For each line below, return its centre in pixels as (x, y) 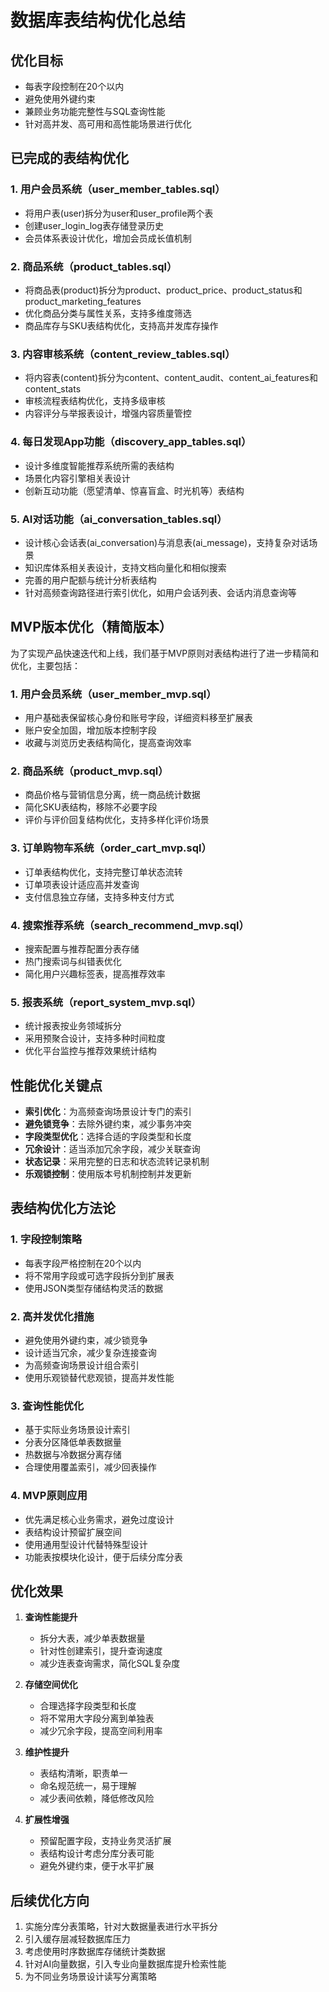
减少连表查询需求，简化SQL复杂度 (110, 1663)
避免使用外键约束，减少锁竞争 (86, 1340)
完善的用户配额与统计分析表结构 (90, 580)
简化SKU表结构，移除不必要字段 (91, 807)
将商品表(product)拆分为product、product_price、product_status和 (163, 290)
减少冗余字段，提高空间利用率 (101, 1731)
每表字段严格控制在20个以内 (83, 1263)
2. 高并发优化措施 (52, 1316)
